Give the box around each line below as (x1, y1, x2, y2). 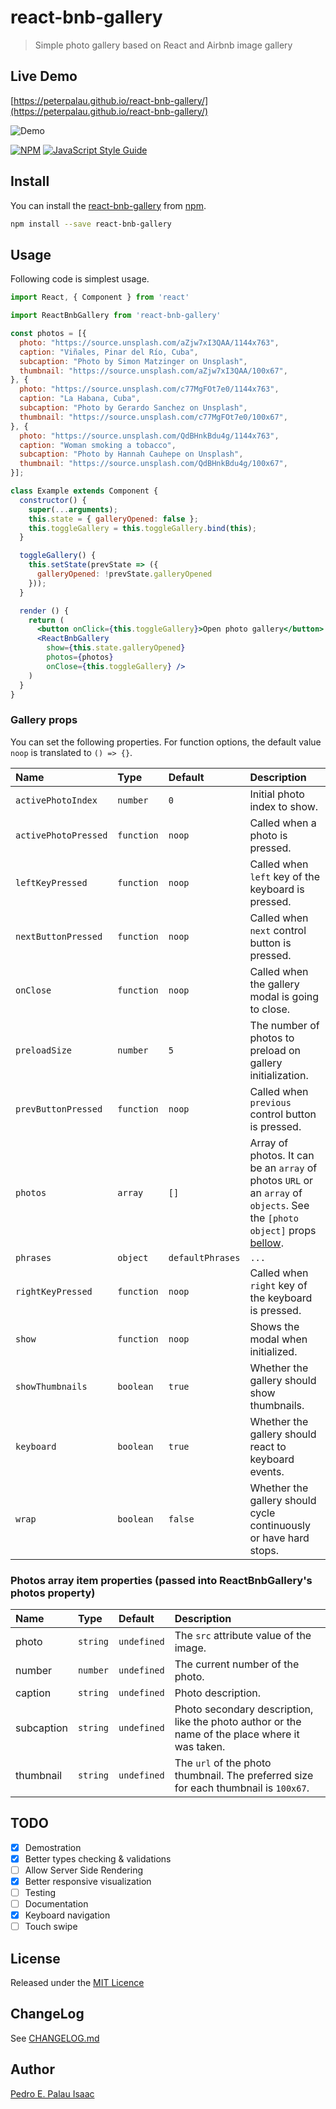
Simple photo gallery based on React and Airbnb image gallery (34, 39, 293, 51)
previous (249, 1097, 292, 1108)
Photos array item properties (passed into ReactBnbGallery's (10, 1573, 313, 1587)
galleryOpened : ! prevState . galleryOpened (36, 569, 213, 579)
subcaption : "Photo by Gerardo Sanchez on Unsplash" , (19, 403, 248, 413)
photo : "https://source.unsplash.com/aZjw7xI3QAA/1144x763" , (19, 337, 280, 348)
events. (249, 1464, 285, 1478)
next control (249, 923, 307, 937)
